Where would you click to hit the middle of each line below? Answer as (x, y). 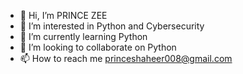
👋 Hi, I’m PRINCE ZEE (63, 15)
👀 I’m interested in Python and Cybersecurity (112, 26)
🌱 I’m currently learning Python (83, 36)
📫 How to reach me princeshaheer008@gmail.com (126, 58)
